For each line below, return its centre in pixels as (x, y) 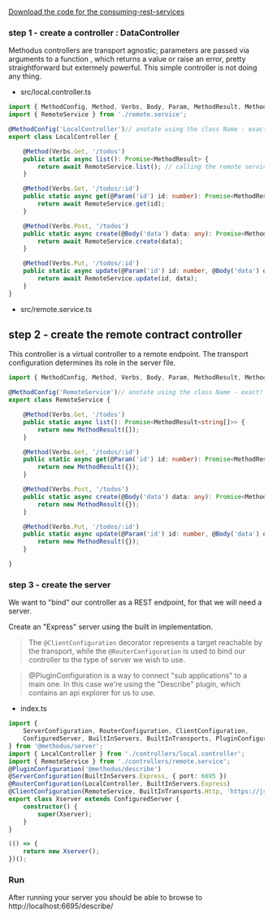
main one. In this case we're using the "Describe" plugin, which (134, 684)
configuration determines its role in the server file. (92, 363)
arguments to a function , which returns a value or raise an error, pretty (127, 59)
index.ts (33, 709)
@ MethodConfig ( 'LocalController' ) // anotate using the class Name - (127, 129)
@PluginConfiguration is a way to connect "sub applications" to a (138, 676)
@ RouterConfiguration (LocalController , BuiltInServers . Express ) (119, 784)
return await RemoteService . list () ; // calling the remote (140, 167)
